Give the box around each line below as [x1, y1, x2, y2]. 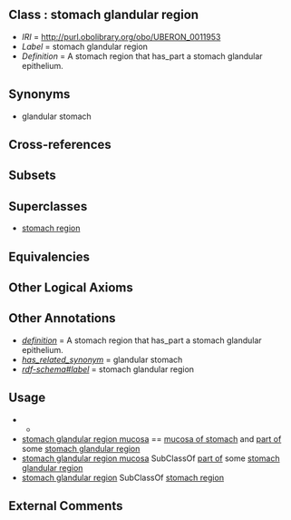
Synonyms [8, 86, 71, 103]
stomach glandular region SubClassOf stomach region [21, 472, 224, 483]
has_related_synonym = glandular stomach [21, 354, 183, 365]
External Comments [8, 498, 123, 514]
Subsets [8, 168, 56, 183]
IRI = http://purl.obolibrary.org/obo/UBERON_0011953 [21, 31, 221, 42]
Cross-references [8, 137, 112, 152]
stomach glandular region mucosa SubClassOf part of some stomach [21, 453, 280, 464]
